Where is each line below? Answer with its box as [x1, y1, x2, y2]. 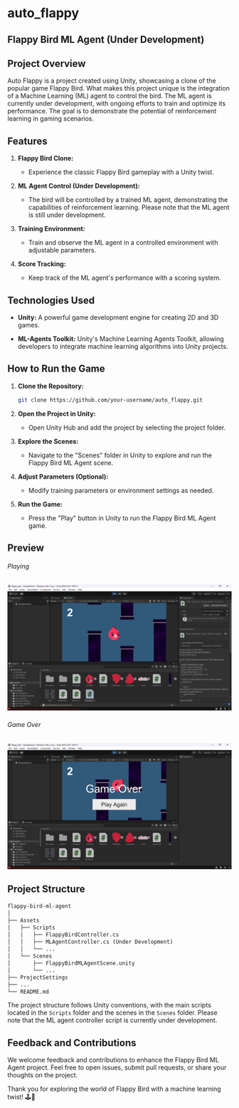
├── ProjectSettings [7, 974, 69, 982]
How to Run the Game [7, 362, 105, 375]
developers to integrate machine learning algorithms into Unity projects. [17, 342, 229, 351]
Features [7, 135, 48, 147]
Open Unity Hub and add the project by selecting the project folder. [28, 423, 226, 432]
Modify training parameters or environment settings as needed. [28, 486, 214, 494]
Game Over [7, 720, 41, 728]
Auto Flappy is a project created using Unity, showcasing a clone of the [7, 76, 216, 85]
